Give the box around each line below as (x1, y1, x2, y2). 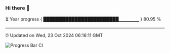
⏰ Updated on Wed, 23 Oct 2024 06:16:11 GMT (5, 32, 103, 38)
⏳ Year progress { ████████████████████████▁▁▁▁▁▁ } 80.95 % (5, 16, 161, 22)
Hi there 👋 (5, 4, 30, 11)
